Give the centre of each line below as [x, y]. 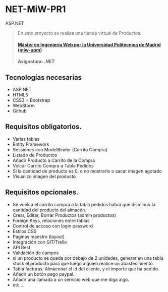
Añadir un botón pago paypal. [43, 274]
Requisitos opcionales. [42, 192]
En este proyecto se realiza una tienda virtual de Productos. [79, 33]
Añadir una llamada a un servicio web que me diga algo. [71, 279]
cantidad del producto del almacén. [49, 210]
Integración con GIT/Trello [40, 242]
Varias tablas [26, 139]
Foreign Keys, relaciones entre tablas [51, 220]
